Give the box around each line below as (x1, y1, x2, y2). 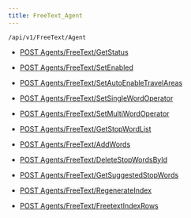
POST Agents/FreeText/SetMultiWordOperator (19, 109, 170, 118)
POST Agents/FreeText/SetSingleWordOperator (19, 93, 174, 103)
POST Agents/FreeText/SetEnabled (19, 63, 134, 72)
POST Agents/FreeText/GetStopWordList (19, 124, 152, 133)
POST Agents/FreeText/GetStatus (19, 47, 129, 56)
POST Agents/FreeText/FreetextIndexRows (19, 201, 159, 210)
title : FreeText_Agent (8, 11, 83, 20)
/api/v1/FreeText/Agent (8, 33, 87, 41)
